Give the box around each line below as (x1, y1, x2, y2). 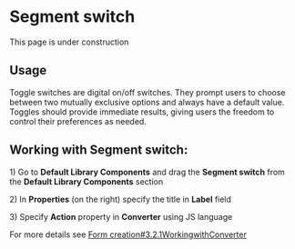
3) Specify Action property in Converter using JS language (9, 211, 233, 222)
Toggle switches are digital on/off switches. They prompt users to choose (9, 86, 286, 97)
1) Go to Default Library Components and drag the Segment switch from (9, 166, 285, 177)
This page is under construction (9, 36, 129, 47)
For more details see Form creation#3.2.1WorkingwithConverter (9, 229, 248, 240)
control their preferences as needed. (9, 115, 147, 126)
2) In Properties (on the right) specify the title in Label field (9, 194, 232, 204)
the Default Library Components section (9, 175, 164, 187)
